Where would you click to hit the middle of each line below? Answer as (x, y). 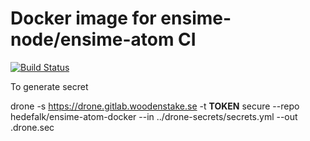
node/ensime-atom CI (103, 39)
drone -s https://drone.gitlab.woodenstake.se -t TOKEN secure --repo (155, 106)
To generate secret (49, 86)
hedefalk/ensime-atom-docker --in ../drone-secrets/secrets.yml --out (154, 116)
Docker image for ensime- (121, 18)
